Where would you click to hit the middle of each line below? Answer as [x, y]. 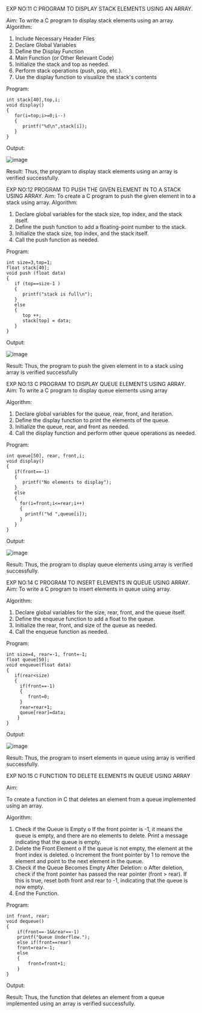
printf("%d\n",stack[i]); [55, 126]
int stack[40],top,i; [33, 100]
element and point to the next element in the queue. [79, 861]
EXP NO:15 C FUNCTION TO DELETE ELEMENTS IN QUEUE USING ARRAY [98, 776]
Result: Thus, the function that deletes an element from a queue [85, 997]
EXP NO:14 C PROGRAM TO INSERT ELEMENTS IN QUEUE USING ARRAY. [98, 583]
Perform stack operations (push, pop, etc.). [68, 71]
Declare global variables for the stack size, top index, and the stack [99, 214]
